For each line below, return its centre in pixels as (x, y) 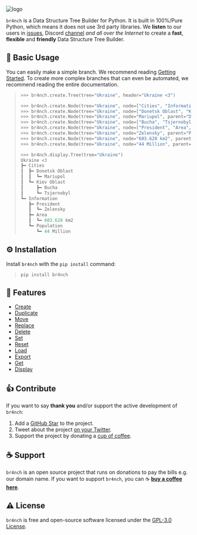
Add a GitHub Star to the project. (54, 423)
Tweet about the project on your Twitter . (63, 430)
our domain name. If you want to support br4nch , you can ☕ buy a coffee (94, 479)
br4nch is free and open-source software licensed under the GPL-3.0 (89, 520)
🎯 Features (26, 293)
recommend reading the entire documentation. (62, 84)
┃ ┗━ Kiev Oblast (43, 182)
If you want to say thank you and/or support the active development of (92, 406)
